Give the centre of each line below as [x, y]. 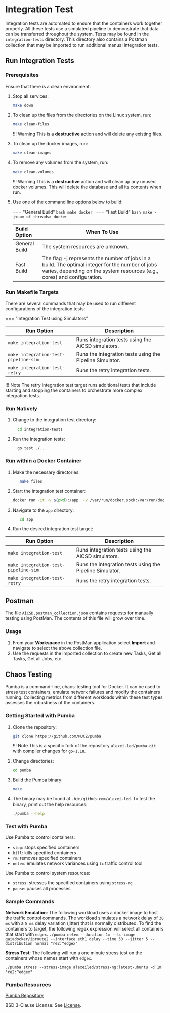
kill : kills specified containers [45, 853]
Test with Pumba [26, 827]
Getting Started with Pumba [40, 716]
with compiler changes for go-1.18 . [49, 751]
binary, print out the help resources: [50, 804]
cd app [27, 519]
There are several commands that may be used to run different [71, 303]
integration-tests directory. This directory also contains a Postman [76, 39]
